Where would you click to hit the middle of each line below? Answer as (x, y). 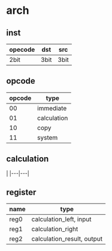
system (47, 137)
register (21, 192)
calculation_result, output (67, 239)
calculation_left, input (61, 219)
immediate (52, 108)
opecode (22, 50)
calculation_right (55, 229)
